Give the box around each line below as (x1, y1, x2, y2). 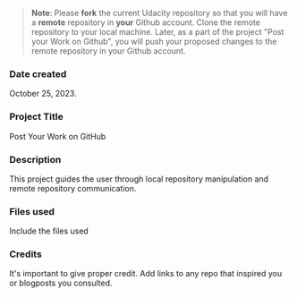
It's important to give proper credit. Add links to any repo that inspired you (9, 268, 283, 279)
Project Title (9, 111, 64, 123)
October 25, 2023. (9, 89, 78, 99)
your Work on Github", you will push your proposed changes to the (30, 36, 277, 47)
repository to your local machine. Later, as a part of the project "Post (30, 27, 284, 37)
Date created (9, 67, 67, 80)
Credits (9, 248, 42, 260)
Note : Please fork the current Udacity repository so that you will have (30, 8, 288, 18)
